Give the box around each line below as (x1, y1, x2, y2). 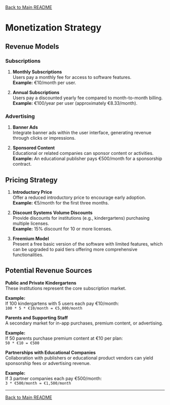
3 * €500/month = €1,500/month (5, 381, 71, 386)
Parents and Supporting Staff (5, 314, 68, 320)
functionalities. (12, 252, 44, 258)
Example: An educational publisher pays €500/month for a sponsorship (12, 155, 162, 161)
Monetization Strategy (5, 22, 102, 33)
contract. (12, 161, 32, 167)
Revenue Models (5, 42, 59, 51)
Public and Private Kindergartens (5, 279, 77, 286)
